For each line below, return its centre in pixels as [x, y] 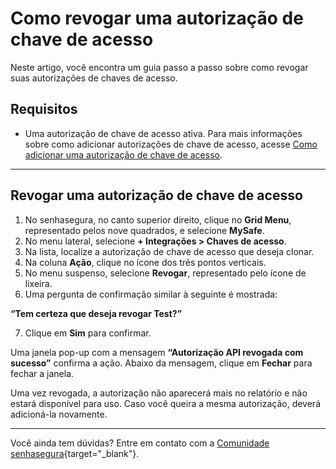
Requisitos [44, 109]
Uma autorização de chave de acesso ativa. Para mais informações [163, 133]
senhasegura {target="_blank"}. [75, 453]
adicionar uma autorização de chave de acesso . [123, 154]
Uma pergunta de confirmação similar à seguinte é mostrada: [151, 294]
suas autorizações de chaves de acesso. [94, 78]
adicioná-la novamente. [59, 414]
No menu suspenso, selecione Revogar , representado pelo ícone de [165, 273]
